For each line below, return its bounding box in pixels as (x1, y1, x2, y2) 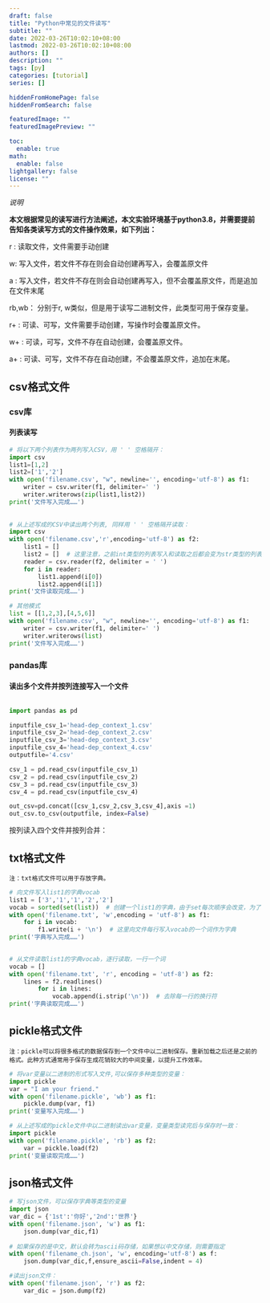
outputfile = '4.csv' (9, 751, 75, 759)
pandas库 (9, 660, 47, 671)
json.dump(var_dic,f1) (23, 1228, 99, 1236)
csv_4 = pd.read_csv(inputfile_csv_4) (9, 788, 139, 796)
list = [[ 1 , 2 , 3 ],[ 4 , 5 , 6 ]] (9, 609, 95, 618)
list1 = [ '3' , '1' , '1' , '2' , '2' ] (9, 896, 114, 904)
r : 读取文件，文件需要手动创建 (9, 242, 110, 251)
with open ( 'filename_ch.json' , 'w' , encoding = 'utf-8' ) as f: (9, 1250, 218, 1258)
